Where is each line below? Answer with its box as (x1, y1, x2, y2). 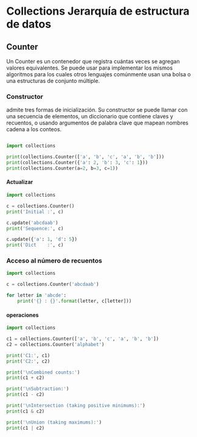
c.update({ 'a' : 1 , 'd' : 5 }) (6, 236, 78, 242)
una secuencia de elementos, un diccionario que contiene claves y (6, 113, 173, 120)
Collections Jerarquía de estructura (6, 4, 190, 18)
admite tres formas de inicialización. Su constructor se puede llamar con (6, 106, 188, 114)
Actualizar (6, 178, 33, 186)
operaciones (6, 311, 39, 319)
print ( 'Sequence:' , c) (6, 225, 64, 231)
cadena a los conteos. (6, 126, 62, 133)
